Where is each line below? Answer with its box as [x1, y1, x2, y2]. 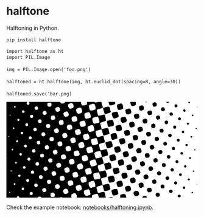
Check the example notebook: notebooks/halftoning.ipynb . [6, 204, 154, 211]
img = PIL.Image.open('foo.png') [6, 66, 91, 72]
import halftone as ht [6, 48, 64, 54]
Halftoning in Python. [6, 24, 59, 32]
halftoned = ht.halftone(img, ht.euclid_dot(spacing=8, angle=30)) [6, 78, 181, 84]
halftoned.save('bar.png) [6, 91, 72, 97]
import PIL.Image [6, 54, 51, 60]
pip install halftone [6, 36, 62, 43]
